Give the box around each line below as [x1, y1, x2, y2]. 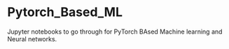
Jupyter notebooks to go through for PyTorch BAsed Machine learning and [7, 27, 223, 36]
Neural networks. [7, 34, 57, 43]
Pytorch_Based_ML [7, 4, 123, 20]
